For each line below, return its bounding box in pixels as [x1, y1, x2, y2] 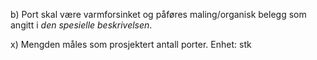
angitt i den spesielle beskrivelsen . [10, 19, 153, 31]
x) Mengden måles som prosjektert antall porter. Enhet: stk [10, 39, 252, 50]
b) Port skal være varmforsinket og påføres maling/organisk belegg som [10, 9, 307, 20]
